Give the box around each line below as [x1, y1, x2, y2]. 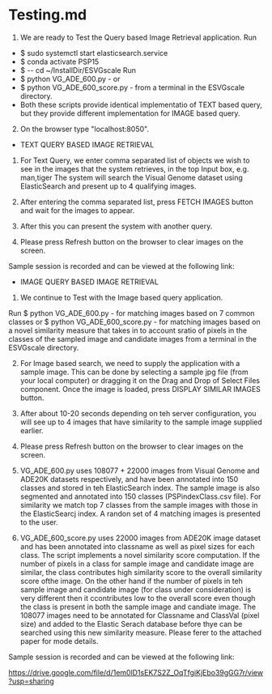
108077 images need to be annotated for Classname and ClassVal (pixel [19, 610, 260, 620]
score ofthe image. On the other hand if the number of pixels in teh [19, 576, 243, 585]
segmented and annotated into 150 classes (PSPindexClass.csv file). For [19, 492, 261, 501]
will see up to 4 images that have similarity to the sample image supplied [19, 417, 262, 427]
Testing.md [8, 6, 87, 24]
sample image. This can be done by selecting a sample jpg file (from [19, 367, 249, 377]
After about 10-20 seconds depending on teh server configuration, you [19, 408, 257, 418]
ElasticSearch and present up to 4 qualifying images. [19, 181, 197, 191]
